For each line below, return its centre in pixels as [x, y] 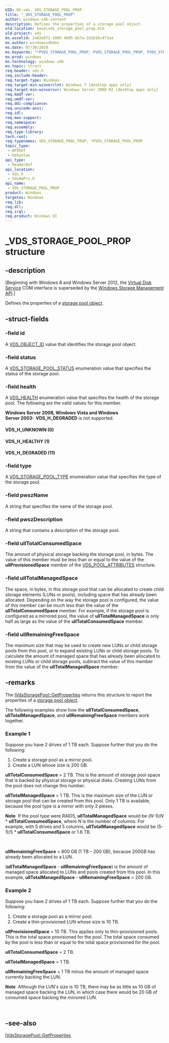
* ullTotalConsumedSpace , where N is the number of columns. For [75, 821]
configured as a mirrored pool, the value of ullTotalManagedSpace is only [82, 616]
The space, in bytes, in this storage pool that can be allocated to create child [84, 589]
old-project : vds [23, 33]
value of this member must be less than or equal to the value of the [75, 560]
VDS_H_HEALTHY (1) [27, 441]
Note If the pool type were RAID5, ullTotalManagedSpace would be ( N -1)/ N [84, 816]
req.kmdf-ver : [20, 94]
